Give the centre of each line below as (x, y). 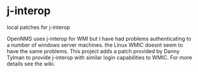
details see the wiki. (31, 64)
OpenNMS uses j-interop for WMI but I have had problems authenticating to (99, 38)
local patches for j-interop (39, 27)
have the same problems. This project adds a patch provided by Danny (93, 51)
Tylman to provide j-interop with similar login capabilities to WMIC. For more (99, 57)
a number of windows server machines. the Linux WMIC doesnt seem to (95, 45)
